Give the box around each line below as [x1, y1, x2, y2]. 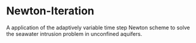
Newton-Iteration [6, 4, 94, 18]
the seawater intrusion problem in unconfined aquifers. [6, 30, 142, 37]
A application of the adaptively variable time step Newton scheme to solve [6, 24, 191, 31]
